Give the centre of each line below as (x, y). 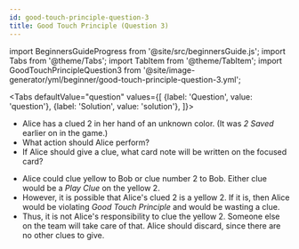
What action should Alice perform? (85, 142)
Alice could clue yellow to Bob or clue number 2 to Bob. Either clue (144, 178)
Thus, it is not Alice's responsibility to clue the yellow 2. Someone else (151, 216)
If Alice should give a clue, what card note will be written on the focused (154, 151)
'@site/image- (169, 70)
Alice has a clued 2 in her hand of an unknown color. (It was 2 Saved (148, 123)
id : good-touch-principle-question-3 (79, 17)
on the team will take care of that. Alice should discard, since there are (151, 225)
